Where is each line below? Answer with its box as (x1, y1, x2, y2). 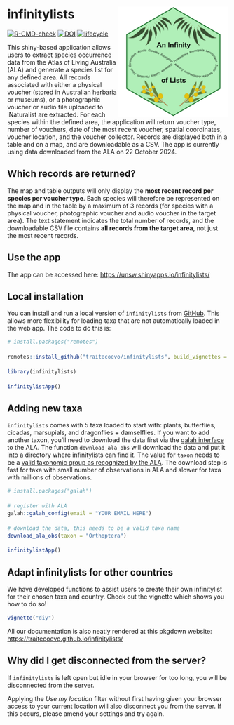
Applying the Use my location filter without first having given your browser (7, 694, 223, 703)
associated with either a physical (7, 80, 102, 88)
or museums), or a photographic (7, 95, 101, 104)
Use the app (7, 252, 61, 264)
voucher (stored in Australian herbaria (7, 88, 117, 96)
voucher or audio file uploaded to (7, 102, 104, 111)
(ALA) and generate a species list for (7, 65, 113, 74)
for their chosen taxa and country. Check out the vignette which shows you (7, 592, 225, 601)
